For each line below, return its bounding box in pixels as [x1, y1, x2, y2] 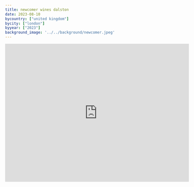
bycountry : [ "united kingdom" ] [5, 16, 69, 21]
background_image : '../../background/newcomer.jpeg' [5, 30, 115, 35]
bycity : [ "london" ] [5, 21, 45, 26]
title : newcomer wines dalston [5, 7, 69, 12]
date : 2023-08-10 [5, 12, 41, 17]
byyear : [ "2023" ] [5, 26, 41, 30]
